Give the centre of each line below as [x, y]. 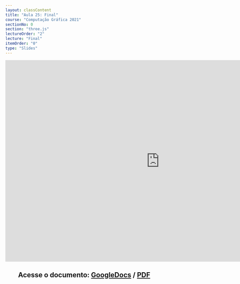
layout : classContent [28, 10]
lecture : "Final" [24, 39]
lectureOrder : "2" [25, 34]
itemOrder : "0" [22, 44]
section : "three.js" [27, 29]
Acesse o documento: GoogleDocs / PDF [84, 275]
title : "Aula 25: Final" [32, 15]
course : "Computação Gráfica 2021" [43, 19]
